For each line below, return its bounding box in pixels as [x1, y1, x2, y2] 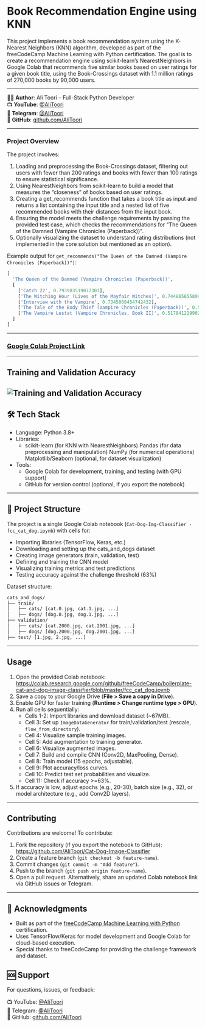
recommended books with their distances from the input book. [15, 208, 173, 215]
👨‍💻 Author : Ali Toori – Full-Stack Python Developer [7, 93, 134, 101]
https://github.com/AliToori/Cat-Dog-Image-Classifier [15, 848, 151, 855]
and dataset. [15, 952, 47, 959]
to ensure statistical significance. [15, 176, 99, 183]
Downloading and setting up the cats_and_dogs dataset [15, 545, 155, 552]
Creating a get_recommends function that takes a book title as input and [15, 195, 197, 203]
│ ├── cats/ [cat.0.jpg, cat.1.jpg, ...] [7, 606, 119, 612]
